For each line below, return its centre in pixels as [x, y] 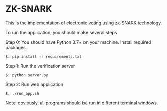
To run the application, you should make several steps [61, 32]
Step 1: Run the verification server [40, 66]
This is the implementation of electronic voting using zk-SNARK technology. [84, 23]
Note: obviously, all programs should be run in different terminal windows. [82, 103]
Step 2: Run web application [34, 84]
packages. [16, 47]
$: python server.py [27, 75]
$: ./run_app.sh [22, 93]
